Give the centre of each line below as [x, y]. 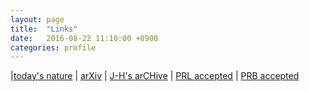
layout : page [37, 19]
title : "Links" [44, 29]
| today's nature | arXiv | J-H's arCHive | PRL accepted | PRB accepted [155, 76]
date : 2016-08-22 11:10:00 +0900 [84, 38]
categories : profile [53, 47]
